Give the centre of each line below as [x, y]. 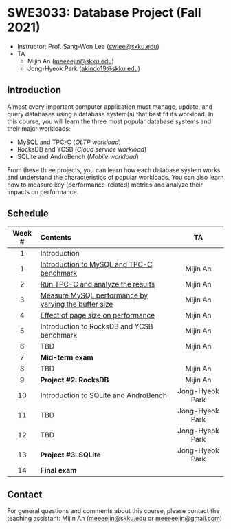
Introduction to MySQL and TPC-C [96, 264]
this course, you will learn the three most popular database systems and [109, 121]
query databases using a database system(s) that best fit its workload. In [110, 114]
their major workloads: [39, 128]
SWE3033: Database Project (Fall [104, 13]
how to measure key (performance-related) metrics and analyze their [105, 185]
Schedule [28, 214]
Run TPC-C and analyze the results [98, 284]
